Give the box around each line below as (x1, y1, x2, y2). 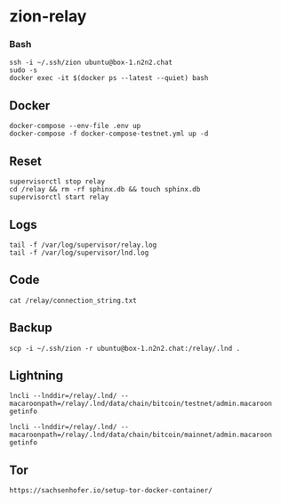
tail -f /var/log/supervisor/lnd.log (9, 248, 149, 257)
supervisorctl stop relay (9, 177, 105, 186)
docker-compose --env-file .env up (9, 122, 141, 131)
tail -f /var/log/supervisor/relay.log (9, 240, 157, 249)
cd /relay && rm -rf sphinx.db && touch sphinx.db (9, 185, 201, 194)
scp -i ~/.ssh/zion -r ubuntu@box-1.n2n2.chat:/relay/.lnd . (9, 344, 241, 353)
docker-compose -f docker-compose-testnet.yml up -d (9, 129, 209, 139)
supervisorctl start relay (9, 193, 109, 202)
